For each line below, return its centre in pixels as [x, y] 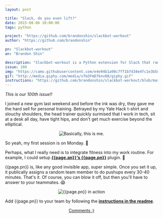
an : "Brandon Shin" [25, 54]
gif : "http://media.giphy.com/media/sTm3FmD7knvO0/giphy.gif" [69, 76]
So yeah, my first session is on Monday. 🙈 [47, 143]
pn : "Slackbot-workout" [29, 49]
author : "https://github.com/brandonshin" [49, 41]
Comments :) [81, 211]
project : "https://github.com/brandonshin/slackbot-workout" [68, 36]
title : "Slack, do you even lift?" [41, 18]
